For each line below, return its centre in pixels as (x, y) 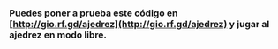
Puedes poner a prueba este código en (94, 13)
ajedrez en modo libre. (58, 35)
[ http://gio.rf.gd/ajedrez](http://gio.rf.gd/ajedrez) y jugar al (139, 24)
